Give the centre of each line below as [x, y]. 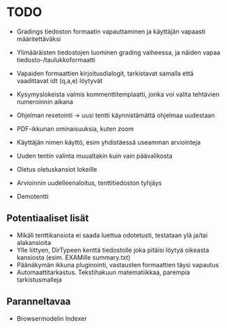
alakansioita [34, 242]
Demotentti [33, 196]
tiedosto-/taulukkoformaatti [56, 59]
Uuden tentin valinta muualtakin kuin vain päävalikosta [94, 156]
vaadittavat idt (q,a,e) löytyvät [60, 80]
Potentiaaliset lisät [48, 218]
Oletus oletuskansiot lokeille [57, 169]
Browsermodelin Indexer [52, 318]
